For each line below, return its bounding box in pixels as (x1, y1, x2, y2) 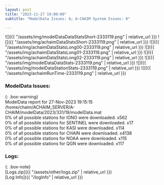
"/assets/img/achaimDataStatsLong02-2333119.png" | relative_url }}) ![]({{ (5, 55, 155, 61)
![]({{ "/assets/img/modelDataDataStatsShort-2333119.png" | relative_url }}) (5, 34, 157, 40)
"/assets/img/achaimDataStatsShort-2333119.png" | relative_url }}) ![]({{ (14, 39, 160, 45)
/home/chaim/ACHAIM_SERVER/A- (5, 104, 75, 110)
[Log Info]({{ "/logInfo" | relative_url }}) (5, 174, 83, 180)
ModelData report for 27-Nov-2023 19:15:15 (5, 99, 93, 105)
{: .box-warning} (5, 93, 38, 99)
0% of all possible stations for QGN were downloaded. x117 (5, 140, 124, 146)
